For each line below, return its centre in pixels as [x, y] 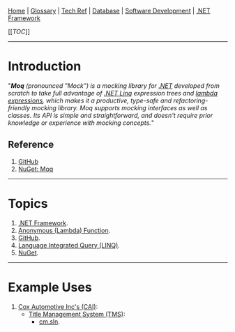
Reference [31, 145]
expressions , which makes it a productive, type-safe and [90, 100]
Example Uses [50, 287]
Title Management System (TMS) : [77, 314]
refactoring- [191, 100]
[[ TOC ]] [19, 32]
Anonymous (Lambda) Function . [64, 230]
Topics [28, 203]
